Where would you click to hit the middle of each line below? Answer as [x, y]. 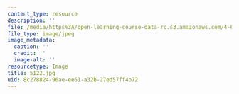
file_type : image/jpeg [41, 34]
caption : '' [32, 47]
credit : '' [30, 54]
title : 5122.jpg [31, 73]
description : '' [31, 20]
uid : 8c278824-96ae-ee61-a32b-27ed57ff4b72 [73, 80]
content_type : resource [43, 14]
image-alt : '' [34, 60]
